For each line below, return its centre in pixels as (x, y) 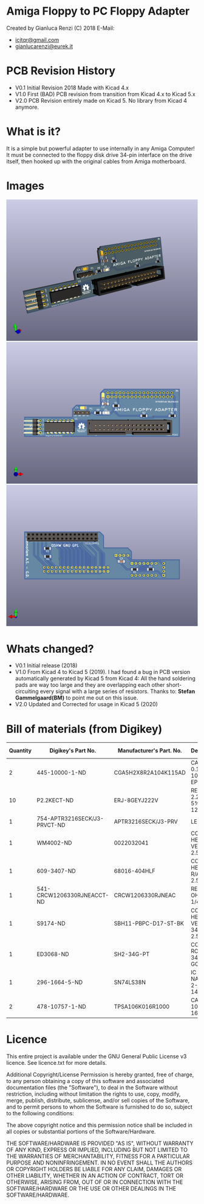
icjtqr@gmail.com (37, 40)
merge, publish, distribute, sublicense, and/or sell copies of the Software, (98, 1100)
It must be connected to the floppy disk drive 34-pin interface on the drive (99, 155)
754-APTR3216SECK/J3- (70, 818)
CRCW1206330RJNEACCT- (73, 895)
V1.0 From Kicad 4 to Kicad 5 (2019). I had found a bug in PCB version (103, 672)
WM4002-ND (54, 843)
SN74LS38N (130, 982)
